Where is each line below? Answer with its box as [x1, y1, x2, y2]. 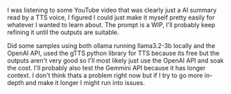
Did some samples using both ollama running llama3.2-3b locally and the [7, 42, 216, 49]
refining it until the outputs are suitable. [7, 28, 119, 36]
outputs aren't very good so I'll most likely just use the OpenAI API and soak [7, 56, 224, 65]
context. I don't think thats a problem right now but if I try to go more [7, 71, 203, 79]
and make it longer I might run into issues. [25, 79, 146, 86]
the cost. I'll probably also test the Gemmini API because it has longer [7, 64, 206, 72]
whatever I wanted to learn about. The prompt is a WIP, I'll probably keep [7, 21, 216, 29]
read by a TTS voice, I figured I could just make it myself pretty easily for [7, 13, 215, 22]
